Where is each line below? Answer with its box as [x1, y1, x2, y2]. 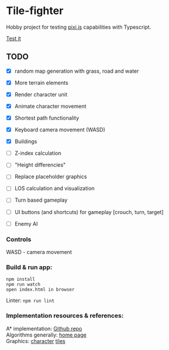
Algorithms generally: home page [6, 331, 87, 338]
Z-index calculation [14, 149, 62, 157]
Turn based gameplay [14, 196, 67, 203]
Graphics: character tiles [6, 337, 66, 344]
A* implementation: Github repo [6, 325, 82, 332]
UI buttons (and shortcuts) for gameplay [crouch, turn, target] [14, 208, 164, 215]
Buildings [14, 138, 38, 145]
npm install [6, 277, 35, 283]
